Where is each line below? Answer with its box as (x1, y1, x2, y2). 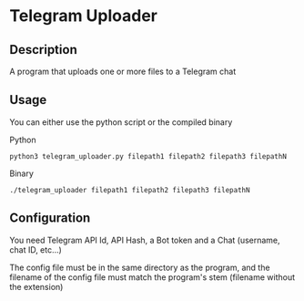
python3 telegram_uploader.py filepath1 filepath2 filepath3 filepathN (9, 151, 287, 161)
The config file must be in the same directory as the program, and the (9, 262, 270, 273)
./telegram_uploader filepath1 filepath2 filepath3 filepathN (9, 185, 250, 194)
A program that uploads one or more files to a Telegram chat (9, 66, 237, 77)
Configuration (9, 211, 91, 226)
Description (9, 42, 77, 57)
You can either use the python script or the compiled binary (9, 116, 233, 128)
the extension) (9, 281, 64, 292)
